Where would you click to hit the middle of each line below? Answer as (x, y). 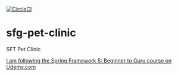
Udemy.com (21, 67)
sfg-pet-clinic (41, 33)
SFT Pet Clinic (24, 49)
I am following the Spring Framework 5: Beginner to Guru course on (89, 60)
